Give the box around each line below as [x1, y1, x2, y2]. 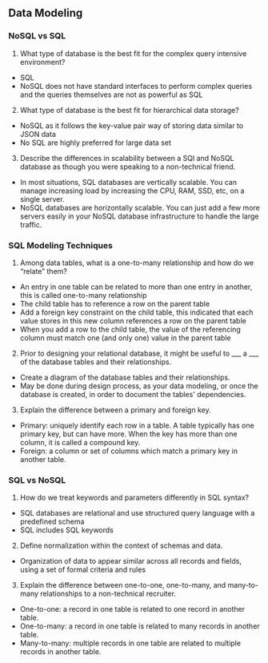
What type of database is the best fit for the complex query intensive [19, 48, 247, 58]
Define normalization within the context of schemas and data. [19, 540, 223, 551]
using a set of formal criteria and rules [19, 565, 146, 575]
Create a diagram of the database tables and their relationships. [19, 372, 230, 382]
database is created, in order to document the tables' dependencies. [19, 389, 246, 399]
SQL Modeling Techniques [8, 239, 114, 251]
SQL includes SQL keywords [19, 525, 114, 535]
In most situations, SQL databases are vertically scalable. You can [19, 177, 238, 187]
